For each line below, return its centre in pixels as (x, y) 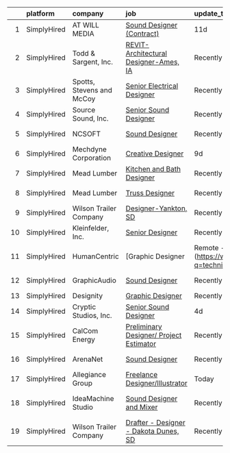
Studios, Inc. (92, 316)
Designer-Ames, (153, 62)
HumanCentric (96, 256)
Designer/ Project (154, 335)
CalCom (85, 331)
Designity (88, 296)
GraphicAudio (94, 280)
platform (40, 13)
